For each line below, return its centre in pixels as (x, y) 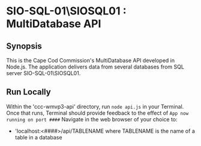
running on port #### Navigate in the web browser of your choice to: (92, 119)
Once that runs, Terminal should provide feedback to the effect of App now (97, 113)
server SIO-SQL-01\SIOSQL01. (43, 73)
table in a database (38, 137)
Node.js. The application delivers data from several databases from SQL (95, 67)
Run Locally (28, 92)
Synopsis (24, 46)
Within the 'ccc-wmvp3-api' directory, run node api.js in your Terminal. (95, 106)
